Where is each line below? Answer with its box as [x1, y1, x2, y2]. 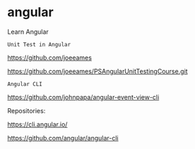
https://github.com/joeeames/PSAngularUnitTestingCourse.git [7, 67, 188, 75]
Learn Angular [7, 27, 49, 36]
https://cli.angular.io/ [7, 120, 68, 129]
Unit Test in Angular [7, 41, 71, 48]
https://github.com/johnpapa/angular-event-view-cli [7, 93, 160, 101]
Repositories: [7, 106, 46, 115]
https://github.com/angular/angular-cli [7, 134, 119, 142]
